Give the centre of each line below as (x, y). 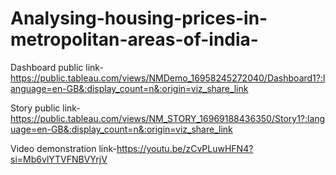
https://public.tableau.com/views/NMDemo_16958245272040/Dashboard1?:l (168, 78)
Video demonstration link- (63, 148)
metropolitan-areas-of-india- (134, 39)
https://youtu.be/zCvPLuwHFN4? (185, 148)
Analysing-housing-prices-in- (139, 18)
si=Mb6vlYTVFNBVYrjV (59, 159)
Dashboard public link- (57, 67)
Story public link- (45, 108)
